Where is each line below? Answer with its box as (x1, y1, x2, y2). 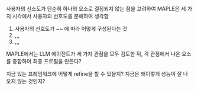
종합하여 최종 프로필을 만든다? (12, 58, 82, 65)
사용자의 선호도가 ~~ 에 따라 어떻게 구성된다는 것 (14, 25, 128, 32)
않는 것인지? (17, 78, 46, 85)
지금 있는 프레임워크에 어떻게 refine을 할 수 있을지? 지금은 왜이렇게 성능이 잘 (6, 70, 182, 77)
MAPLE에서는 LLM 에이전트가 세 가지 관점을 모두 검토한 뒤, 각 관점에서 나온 (6, 50, 181, 57)
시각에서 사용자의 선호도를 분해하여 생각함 (12, 12, 109, 20)
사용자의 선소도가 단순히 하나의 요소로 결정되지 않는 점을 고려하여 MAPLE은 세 (6, 5, 186, 12)
